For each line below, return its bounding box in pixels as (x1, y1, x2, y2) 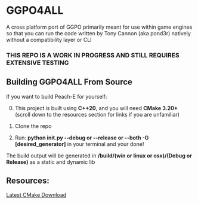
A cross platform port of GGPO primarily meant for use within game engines (6, 23, 193, 31)
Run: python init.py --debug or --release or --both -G (14, 134, 149, 141)
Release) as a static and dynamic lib (6, 158, 95, 165)
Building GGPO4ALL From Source (6, 77, 133, 87)
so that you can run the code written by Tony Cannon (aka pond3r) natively (6, 29, 191, 36)
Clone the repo (14, 122, 52, 129)
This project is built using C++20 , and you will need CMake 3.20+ (14, 104, 178, 111)
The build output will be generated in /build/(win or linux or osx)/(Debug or (6, 152, 192, 159)
